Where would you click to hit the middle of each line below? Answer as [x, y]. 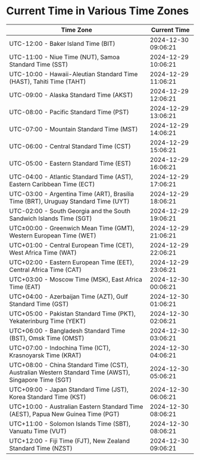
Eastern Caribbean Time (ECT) [52, 184]
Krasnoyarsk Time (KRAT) [45, 355]
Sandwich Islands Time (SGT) [51, 218]
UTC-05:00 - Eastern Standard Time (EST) [70, 163]
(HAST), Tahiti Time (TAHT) [48, 82]
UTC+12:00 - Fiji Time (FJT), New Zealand [69, 440]
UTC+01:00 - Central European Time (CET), [71, 245]
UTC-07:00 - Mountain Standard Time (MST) [74, 129]
